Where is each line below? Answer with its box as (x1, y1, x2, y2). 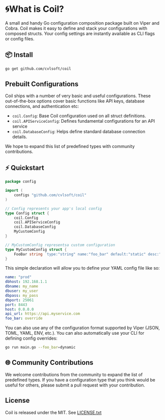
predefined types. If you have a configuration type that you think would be (5, 377, 156, 383)
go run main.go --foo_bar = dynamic (5, 345, 76, 350)
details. (12, 134, 27, 140)
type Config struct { (5, 210, 50, 215)
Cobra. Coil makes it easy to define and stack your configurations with (5, 25, 147, 31)
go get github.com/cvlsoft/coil (5, 66, 71, 71)
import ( (5, 188, 23, 193)
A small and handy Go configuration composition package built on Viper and (5, 20, 160, 26)
